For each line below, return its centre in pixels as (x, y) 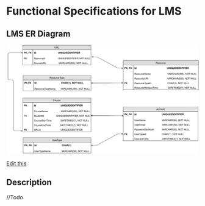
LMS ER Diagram (38, 34)
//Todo (15, 197)
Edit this (16, 163)
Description (29, 183)
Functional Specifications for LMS (94, 11)
